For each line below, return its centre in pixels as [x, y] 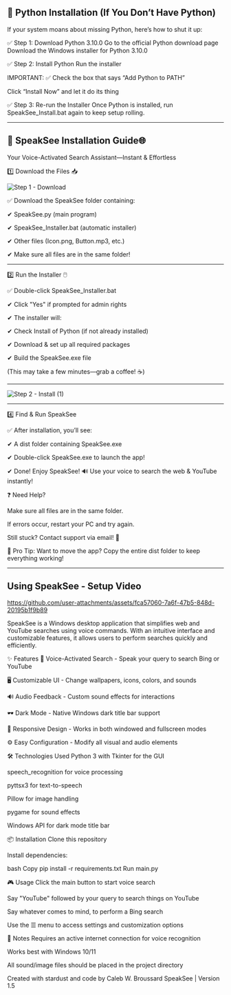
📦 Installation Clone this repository [57, 839]
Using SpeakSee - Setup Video [74, 586]
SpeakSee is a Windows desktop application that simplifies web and [103, 623]
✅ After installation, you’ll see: [50, 430]
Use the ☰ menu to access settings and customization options [96, 925]
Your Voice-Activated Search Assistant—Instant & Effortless [92, 157]
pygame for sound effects [44, 812]
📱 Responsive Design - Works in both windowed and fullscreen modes [107, 729]
